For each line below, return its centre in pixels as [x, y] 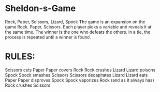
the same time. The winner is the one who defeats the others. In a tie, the [78, 32]
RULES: [20, 57]
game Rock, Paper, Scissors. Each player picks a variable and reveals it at [78, 26]
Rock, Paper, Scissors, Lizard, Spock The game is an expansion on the [75, 22]
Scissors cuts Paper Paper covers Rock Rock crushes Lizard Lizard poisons [80, 70]
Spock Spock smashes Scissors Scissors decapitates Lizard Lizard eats [77, 75]
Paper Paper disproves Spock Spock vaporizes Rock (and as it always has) [80, 80]
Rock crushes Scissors [28, 85]
